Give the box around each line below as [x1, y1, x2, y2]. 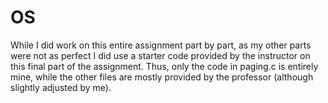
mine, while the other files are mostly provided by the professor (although [10, 71, 314, 83]
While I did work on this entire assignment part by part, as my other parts [10, 39, 312, 51]
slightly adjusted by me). [10, 81, 112, 93]
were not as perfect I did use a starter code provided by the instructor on [10, 49, 311, 61]
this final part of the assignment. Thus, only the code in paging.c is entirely [10, 60, 319, 72]
